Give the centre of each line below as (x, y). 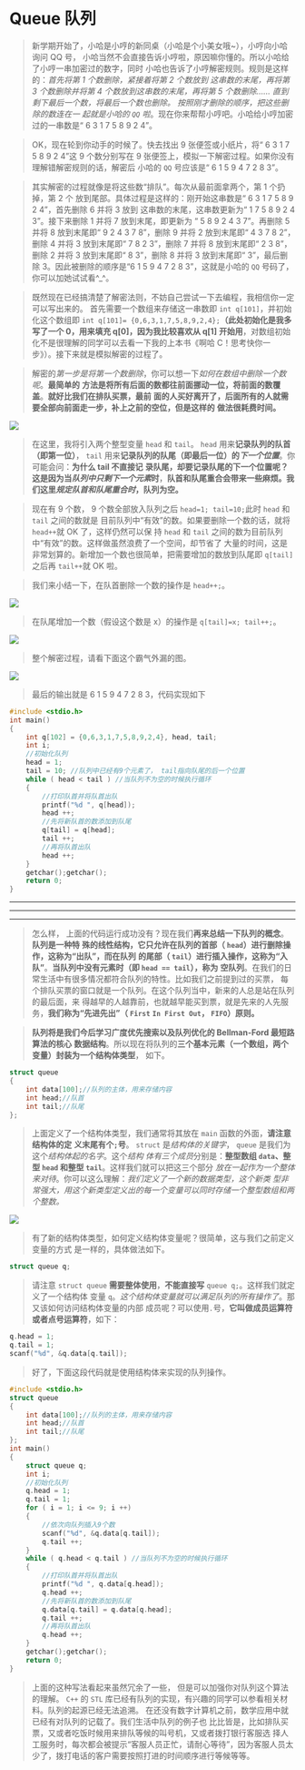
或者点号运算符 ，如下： (75, 1319)
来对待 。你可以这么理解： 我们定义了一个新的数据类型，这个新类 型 (156, 1179)
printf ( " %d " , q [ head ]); (89, 805)
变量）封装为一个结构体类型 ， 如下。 (100, 1055)
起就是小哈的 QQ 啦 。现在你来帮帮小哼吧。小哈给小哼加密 (187, 114)
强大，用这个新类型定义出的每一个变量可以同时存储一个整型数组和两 (167, 1190)
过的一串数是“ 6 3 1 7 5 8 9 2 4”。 (94, 125)
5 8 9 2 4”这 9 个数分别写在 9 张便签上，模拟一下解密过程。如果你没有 (163, 156)
